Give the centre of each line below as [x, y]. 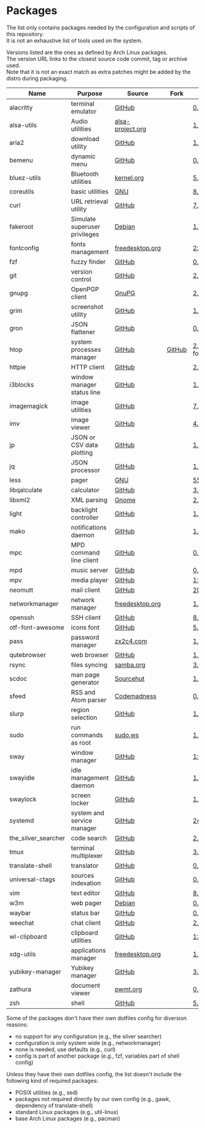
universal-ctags [33, 879]
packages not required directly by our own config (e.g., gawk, [93, 1099]
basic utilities [90, 191]
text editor [86, 893]
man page [85, 674]
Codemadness [136, 696]
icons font [85, 627]
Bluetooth [85, 173]
